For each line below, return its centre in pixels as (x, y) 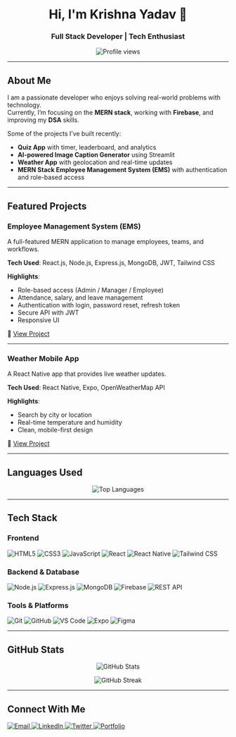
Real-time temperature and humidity (70, 422)
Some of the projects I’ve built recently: (64, 134)
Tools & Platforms (38, 605)
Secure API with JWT (48, 312)
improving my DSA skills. (43, 120)
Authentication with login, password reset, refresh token (99, 305)
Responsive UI (38, 319)
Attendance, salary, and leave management (80, 297)
